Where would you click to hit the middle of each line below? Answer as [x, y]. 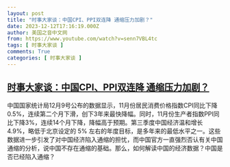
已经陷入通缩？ [34, 156]
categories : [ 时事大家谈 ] [44, 58]
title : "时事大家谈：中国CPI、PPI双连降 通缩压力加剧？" [80, 20]
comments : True [29, 52]
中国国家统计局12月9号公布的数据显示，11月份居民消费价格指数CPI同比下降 [112, 105]
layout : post [26, 13]
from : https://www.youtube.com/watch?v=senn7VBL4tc [82, 39]
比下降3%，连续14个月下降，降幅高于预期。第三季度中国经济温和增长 [105, 122]
